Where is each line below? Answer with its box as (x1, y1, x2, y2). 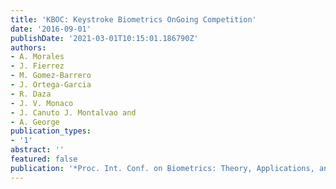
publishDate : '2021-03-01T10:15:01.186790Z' (10, 33, 199, 43)
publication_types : (10, 126, 92, 136)
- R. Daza (10, 89, 52, 99)
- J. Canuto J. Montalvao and (10, 107, 137, 118)
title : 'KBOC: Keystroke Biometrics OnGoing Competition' (10, 14, 257, 25)
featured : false (10, 154, 78, 164)
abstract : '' (10, 145, 65, 155)
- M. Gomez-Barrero (10, 71, 92, 81)
